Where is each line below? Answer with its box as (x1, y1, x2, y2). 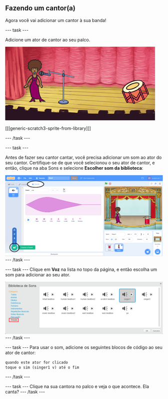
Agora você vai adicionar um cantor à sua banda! (5, 17, 106, 23)
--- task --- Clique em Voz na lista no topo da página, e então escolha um (5, 266, 157, 272)
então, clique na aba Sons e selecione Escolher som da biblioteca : (5, 165, 143, 171)
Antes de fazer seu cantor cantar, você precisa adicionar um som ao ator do (5, 154, 162, 160)
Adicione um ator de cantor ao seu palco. (5, 37, 90, 43)
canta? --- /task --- (5, 388, 45, 394)
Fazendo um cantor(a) (5, 4, 76, 13)
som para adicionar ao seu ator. (5, 272, 70, 278)
